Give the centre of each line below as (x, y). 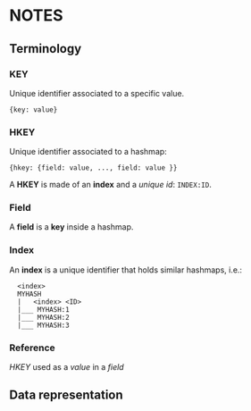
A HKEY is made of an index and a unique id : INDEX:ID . (110, 185)
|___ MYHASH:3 (43, 325)
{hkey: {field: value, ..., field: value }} (93, 168)
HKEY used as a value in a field (67, 367)
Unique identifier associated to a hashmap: (88, 152)
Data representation (66, 395)
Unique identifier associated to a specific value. (97, 93)
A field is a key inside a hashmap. (71, 227)
